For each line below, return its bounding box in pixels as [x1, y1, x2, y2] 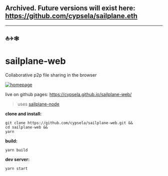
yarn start [5, 166, 28, 171]
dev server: [5, 156, 30, 162]
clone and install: [5, 110, 41, 116]
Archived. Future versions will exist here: [5, 4, 135, 12]
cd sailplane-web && [5, 124, 48, 129]
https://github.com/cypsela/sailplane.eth [5, 12, 137, 20]
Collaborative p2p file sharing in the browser [5, 72, 97, 78]
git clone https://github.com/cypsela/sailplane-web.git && [5, 120, 133, 125]
